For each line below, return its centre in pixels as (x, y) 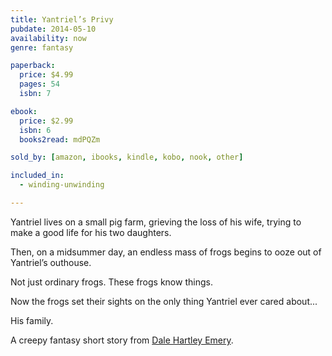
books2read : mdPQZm (60, 139)
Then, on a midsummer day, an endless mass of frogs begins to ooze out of (166, 252)
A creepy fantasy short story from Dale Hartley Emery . (122, 340)
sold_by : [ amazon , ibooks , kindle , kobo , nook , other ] (127, 157)
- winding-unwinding (62, 185)
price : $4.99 (46, 75)
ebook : (24, 111)
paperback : (33, 66)
